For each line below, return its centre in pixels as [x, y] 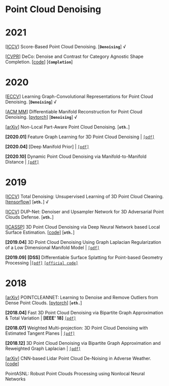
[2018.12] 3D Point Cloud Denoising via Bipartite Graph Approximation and [83, 343]
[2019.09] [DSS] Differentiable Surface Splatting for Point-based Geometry [84, 257]
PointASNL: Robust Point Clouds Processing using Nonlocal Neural [75, 373]
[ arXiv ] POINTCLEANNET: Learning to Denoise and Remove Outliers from [82, 297]
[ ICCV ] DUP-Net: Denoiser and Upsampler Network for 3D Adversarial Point [84, 212]
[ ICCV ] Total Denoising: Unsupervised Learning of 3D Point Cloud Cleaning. [84, 196]
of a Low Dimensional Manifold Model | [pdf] [53, 248]
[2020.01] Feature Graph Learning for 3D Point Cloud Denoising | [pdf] [80, 137]
